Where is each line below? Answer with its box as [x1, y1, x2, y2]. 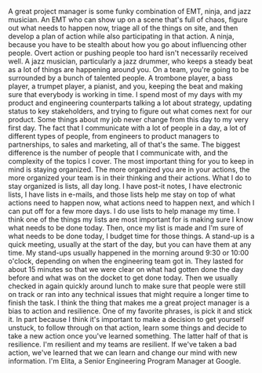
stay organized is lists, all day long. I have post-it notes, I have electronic [8, 182, 242, 190]
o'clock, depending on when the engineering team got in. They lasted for [8, 256, 244, 266]
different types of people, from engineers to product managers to [8, 132, 220, 140]
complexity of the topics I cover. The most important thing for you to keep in [8, 157, 254, 165]
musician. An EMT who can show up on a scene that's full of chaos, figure [8, 15, 249, 24]
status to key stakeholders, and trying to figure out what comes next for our [8, 107, 253, 116]
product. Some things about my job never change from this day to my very [8, 115, 249, 124]
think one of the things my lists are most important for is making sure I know [8, 215, 253, 224]
